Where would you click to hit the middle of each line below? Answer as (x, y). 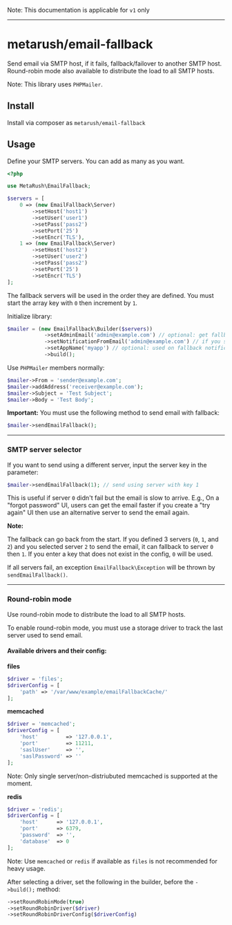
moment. (20, 783)
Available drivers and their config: (57, 651)
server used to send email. (45, 635)
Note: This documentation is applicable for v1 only (78, 10)
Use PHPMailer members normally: (56, 367)
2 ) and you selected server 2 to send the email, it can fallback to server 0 (110, 547)
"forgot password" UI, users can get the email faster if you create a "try (109, 505)
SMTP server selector (45, 450)
